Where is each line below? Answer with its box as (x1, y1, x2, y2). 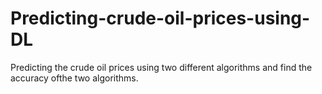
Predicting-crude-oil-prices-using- (10, 7, 311, 30)
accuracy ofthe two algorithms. (10, 72, 139, 84)
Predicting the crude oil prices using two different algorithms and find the (10, 61, 313, 73)
